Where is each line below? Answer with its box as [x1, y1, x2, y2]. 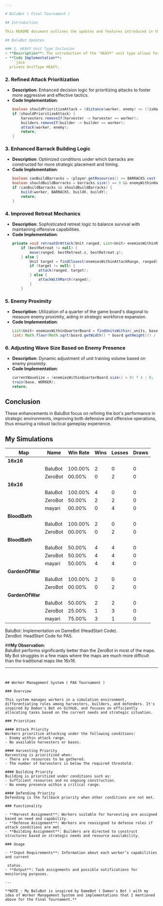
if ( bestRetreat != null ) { [21, 245, 78, 250]
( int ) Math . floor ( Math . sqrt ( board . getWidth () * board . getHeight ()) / [12, 333, 156, 338]
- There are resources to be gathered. [5, 757, 86, 762]
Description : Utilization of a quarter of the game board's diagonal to [12, 308, 149, 314]
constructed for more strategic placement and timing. [12, 161, 119, 168]
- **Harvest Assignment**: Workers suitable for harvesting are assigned [5, 812, 158, 817]
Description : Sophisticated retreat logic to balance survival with [12, 222, 140, 227]
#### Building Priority [5, 769, 53, 775]
